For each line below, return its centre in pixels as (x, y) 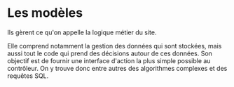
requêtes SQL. (28, 76)
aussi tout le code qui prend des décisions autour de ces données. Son (110, 53)
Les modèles (45, 13)
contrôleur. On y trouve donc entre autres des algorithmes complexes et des (117, 68)
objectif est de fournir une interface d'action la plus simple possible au (109, 60)
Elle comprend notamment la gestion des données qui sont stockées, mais (115, 46)
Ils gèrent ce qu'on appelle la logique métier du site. (82, 32)
